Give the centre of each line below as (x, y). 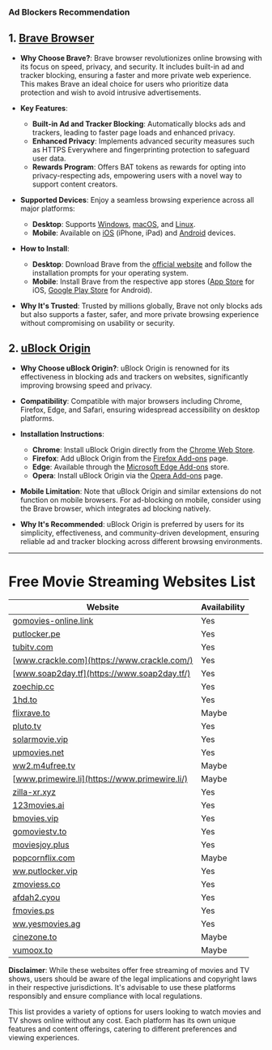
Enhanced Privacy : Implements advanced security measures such (143, 141)
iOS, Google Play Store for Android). (92, 289)
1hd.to (25, 700)
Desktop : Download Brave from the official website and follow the (142, 264)
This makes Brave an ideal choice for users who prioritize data (124, 84)
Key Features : (44, 108)
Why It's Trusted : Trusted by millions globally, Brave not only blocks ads (141, 306)
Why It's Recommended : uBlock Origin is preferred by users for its (132, 524)
